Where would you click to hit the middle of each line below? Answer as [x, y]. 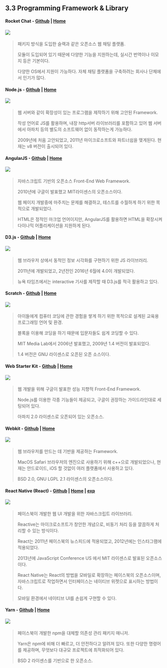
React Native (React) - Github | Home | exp [50, 491]
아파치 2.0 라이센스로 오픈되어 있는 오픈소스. [61, 417]
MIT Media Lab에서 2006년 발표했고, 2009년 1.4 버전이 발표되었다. [84, 344]
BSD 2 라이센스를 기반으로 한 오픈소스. [55, 660]
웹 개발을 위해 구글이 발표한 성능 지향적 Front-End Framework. [79, 389]
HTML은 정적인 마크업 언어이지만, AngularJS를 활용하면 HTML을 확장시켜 [90, 219]
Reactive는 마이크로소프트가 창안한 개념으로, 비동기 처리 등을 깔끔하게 [85, 524]
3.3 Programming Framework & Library [67, 8]
